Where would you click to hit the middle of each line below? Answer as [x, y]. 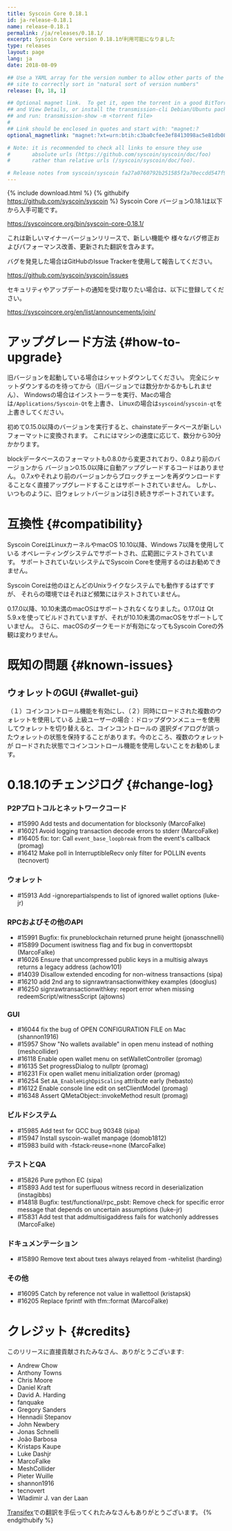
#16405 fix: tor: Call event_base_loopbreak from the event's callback [114, 839]
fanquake [31, 1402]
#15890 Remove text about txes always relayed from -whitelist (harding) [119, 1259]
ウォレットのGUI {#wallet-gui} [73, 693]
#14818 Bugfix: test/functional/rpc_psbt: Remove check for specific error [120, 1202]
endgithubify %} [30, 1520]
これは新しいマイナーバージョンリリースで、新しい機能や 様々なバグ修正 [110, 238]
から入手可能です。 [34, 210]
